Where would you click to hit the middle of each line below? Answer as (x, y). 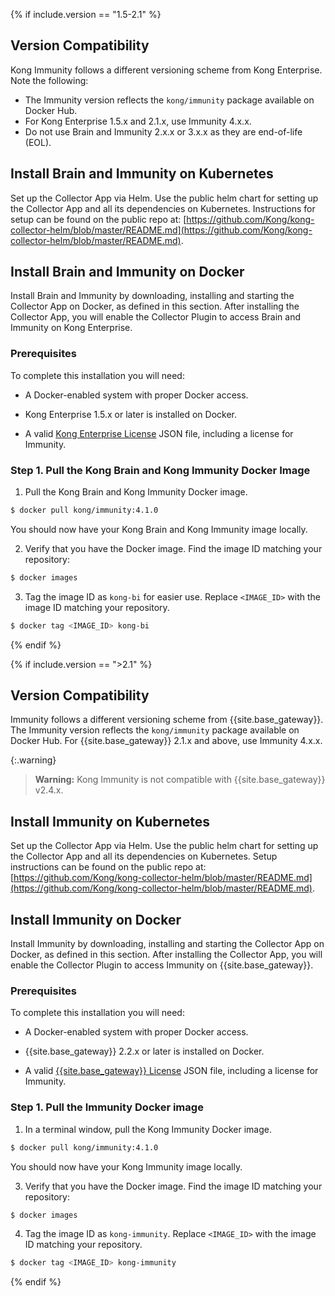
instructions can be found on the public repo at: (108, 867)
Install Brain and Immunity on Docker (127, 272)
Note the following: (49, 80)
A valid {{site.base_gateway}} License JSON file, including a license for (171, 1071)
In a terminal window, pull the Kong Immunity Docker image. (148, 1129)
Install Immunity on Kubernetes (110, 821)
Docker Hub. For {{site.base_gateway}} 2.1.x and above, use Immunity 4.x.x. (166, 741)
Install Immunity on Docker (96, 919)
